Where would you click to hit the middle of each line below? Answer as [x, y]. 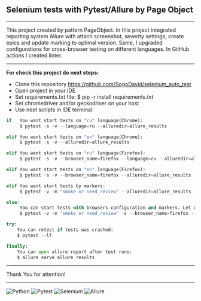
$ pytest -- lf [34, 235]
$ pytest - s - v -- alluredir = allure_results [74, 142]
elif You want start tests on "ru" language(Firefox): [76, 153]
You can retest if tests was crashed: [65, 230]
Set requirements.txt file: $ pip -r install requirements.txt [84, 97]
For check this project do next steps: [53, 72]
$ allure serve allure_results [56, 257]
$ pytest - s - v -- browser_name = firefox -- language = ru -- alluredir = [105, 159]
